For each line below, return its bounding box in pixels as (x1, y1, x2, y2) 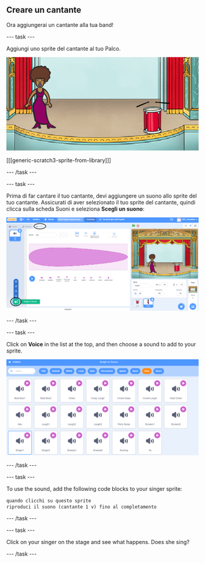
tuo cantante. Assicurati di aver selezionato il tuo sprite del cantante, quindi (6, 198, 196, 206)
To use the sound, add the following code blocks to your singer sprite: (6, 485, 182, 493)
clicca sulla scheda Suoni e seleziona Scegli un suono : (6, 205, 145, 212)
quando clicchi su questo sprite (6, 498, 92, 504)
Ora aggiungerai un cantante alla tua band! (6, 21, 114, 28)
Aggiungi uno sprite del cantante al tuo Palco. (6, 45, 121, 52)
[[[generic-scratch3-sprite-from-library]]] (6, 156, 112, 164)
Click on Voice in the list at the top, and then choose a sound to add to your (6, 341, 196, 348)
